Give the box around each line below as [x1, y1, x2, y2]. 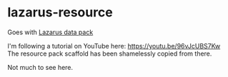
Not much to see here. [7, 63, 74, 71]
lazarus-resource [7, 4, 113, 21]
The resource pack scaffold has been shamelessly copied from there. [7, 49, 212, 58]
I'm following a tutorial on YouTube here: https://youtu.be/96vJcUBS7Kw [7, 41, 221, 50]
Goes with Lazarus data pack [7, 28, 94, 36]
